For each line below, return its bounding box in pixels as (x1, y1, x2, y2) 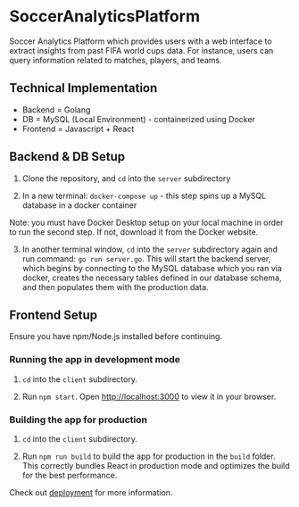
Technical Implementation (9, 80, 158, 96)
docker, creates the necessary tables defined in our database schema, (21, 272, 282, 283)
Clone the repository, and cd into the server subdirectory (21, 172, 231, 184)
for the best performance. (21, 470, 118, 480)
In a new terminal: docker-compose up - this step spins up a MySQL (21, 190, 267, 201)
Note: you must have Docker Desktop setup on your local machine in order (9, 217, 284, 228)
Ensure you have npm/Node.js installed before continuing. (9, 331, 223, 342)
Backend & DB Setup (9, 149, 126, 164)
